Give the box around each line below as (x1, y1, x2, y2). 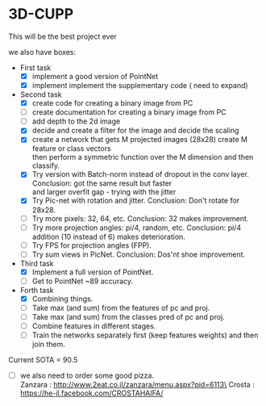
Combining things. (31, 294, 94, 303)
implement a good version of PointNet (31, 71, 159, 81)
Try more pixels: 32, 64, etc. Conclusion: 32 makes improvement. (31, 213, 249, 223)
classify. (31, 161, 60, 170)
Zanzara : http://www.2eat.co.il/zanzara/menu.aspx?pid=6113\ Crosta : (19, 380, 256, 390)
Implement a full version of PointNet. (31, 267, 154, 277)
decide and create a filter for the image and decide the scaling (31, 126, 239, 136)
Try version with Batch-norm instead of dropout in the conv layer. (31, 170, 250, 179)
